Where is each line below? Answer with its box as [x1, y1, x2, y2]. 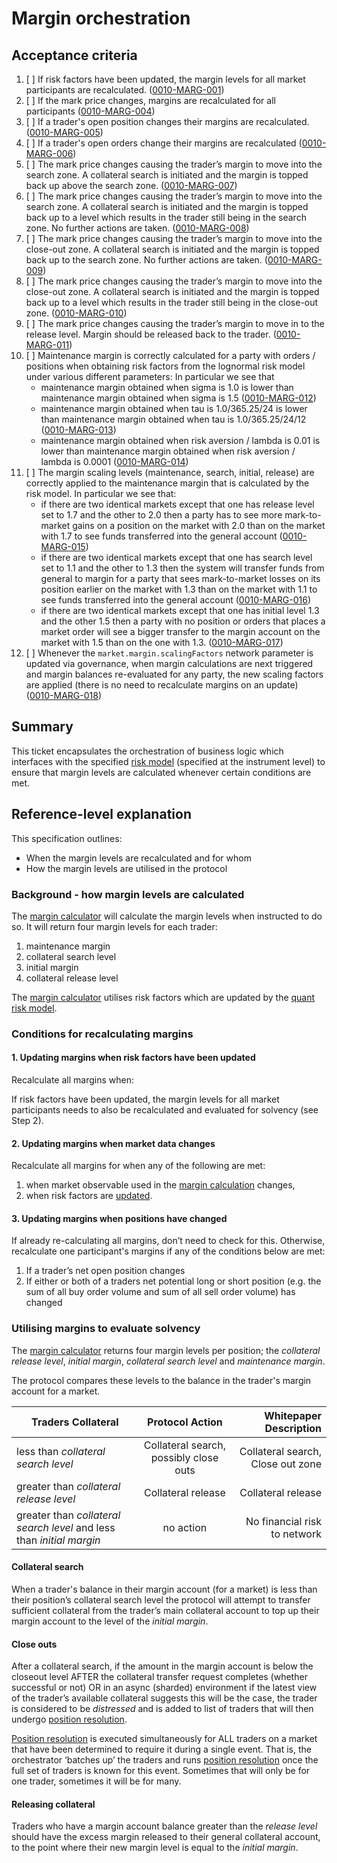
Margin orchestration [11, 7, 191, 30]
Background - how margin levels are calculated [11, 887, 245, 901]
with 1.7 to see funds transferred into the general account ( [40, 530, 283, 542]
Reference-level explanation [11, 806, 192, 823]
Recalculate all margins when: [11, 1074, 134, 1086]
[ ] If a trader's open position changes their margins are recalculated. [25, 116, 310, 127]
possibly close [150, 1450, 219, 1464]
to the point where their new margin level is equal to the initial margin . [11, 1842, 299, 1854]
